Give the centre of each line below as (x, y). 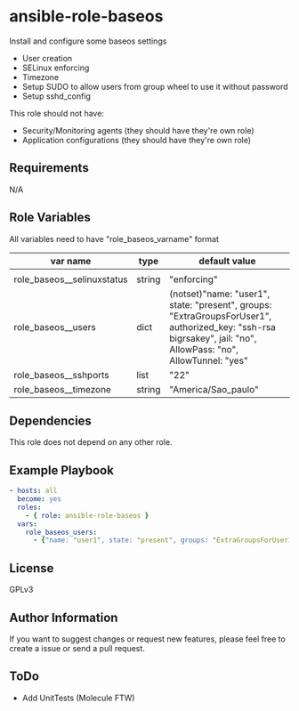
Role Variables (50, 218)
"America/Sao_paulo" (214, 389)
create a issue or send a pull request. (77, 648)
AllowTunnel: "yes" (208, 360)
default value (227, 261)
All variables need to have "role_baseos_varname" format (114, 238)
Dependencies (50, 420)
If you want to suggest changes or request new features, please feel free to (148, 639)
